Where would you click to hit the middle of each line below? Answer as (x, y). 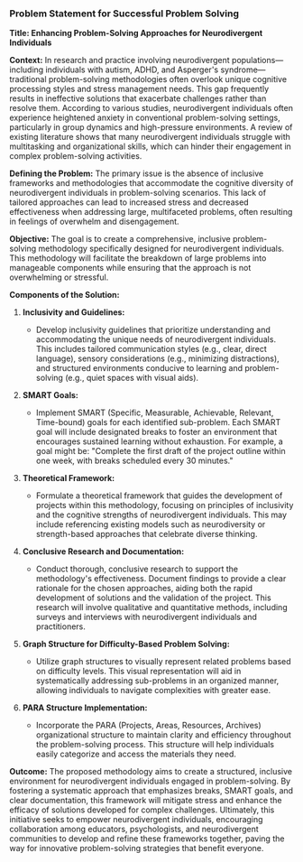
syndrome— (243, 70)
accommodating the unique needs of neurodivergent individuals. (156, 339)
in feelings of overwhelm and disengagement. (94, 222)
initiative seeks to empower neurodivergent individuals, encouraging (136, 820)
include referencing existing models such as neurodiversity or (151, 524)
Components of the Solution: (64, 295)
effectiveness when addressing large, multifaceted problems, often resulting (151, 212)
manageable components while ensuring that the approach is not (130, 268)
